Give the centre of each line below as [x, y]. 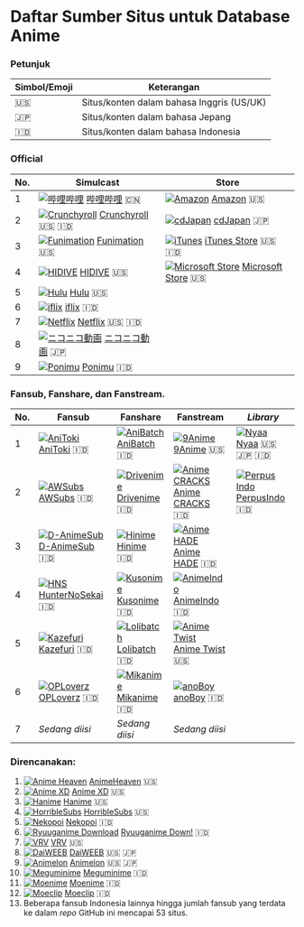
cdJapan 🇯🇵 [241, 220]
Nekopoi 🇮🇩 [89, 822]
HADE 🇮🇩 [195, 563]
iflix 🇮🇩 [81, 307]
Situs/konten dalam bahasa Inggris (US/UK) [174, 103]
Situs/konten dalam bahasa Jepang [157, 117]
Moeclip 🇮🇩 [88, 893]
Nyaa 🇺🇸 [257, 444]
